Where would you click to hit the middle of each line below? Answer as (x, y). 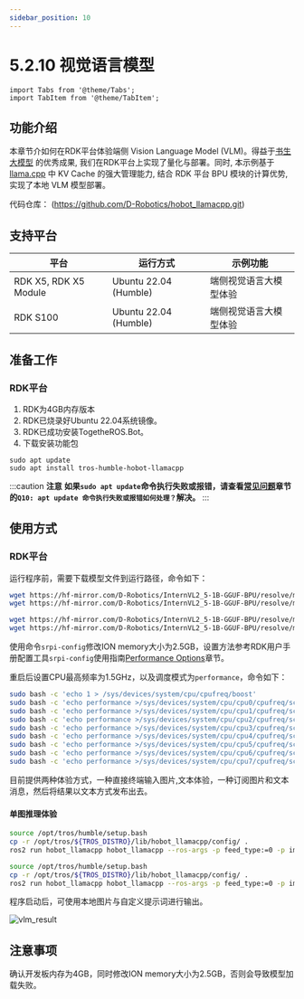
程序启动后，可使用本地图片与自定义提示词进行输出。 (109, 901)
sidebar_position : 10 (50, 18)
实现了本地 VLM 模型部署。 (60, 185)
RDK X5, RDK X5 (49, 281)
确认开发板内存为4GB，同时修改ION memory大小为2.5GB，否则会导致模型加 (152, 974)
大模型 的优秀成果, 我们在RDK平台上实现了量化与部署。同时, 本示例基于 (142, 163)
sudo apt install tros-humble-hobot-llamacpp (96, 468)
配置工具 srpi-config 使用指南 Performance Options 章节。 (123, 658)
